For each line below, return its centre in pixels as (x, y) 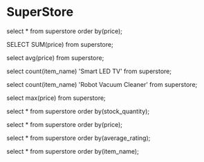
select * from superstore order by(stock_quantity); (78, 111)
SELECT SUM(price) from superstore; (60, 44)
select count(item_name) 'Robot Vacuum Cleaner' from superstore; (102, 84)
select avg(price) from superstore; (55, 58)
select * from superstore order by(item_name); (73, 151)
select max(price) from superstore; (56, 98)
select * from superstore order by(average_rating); (78, 138)
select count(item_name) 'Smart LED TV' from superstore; (89, 71)
